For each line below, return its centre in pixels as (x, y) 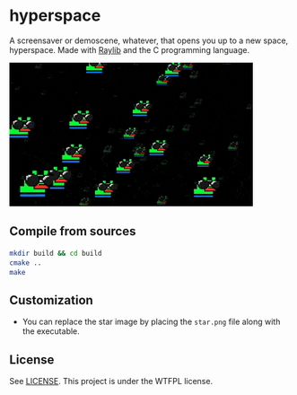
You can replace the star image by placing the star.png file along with (151, 322)
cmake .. (26, 263)
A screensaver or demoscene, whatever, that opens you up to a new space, (149, 40)
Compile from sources (73, 231)
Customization (52, 300)
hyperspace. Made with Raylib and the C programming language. (129, 49)
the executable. (51, 331)
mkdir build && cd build (56, 253)
